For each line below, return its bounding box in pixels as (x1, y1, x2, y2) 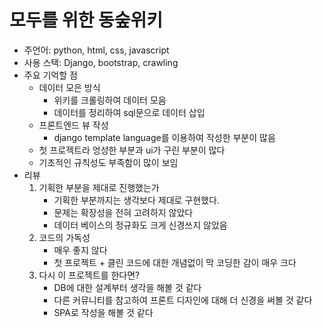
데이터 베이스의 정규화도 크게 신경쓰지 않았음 (53, 219, 228, 231)
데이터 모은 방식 (38, 81, 101, 93)
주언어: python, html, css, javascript (23, 44, 170, 56)
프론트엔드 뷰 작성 (38, 119, 109, 131)
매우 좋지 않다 (53, 244, 108, 256)
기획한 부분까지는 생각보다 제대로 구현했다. (53, 194, 220, 206)
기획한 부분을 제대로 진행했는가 (38, 181, 160, 193)
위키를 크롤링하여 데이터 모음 (53, 94, 167, 106)
